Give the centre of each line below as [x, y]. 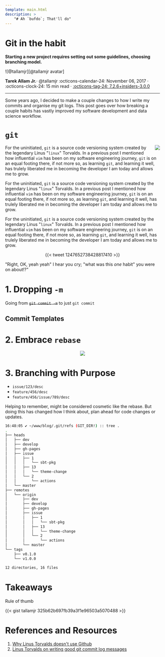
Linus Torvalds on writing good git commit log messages [69, 649]
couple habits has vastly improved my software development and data [76, 111]
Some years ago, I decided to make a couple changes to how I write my [77, 100]
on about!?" [17, 270]
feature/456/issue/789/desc [41, 397]
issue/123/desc [28, 387]
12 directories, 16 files [31, 567]
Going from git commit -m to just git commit [50, 303]
